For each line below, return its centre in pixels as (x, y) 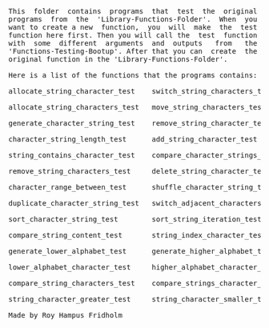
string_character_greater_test (70, 299)
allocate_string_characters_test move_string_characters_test (137, 107)
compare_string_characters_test (72, 283)
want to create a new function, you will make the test (133, 27)
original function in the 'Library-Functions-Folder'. (118, 59)
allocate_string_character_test (72, 91)
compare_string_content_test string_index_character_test (137, 235)
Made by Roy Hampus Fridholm (65, 315)
